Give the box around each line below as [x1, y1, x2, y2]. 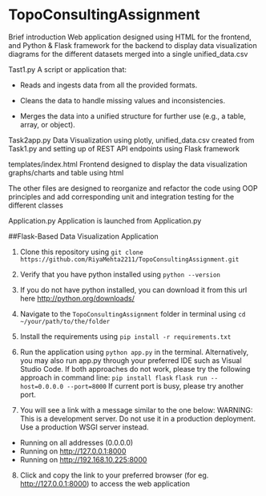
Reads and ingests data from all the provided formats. [19, 80, 198, 90]
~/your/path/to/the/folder [19, 317, 111, 325]
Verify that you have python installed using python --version [19, 269, 221, 279]
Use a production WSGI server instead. [19, 422, 150, 432]
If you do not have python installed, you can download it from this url [19, 284, 248, 294]
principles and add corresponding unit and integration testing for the [8, 192, 235, 201]
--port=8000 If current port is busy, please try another [66, 381, 244, 390]
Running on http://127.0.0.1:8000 [19, 446, 127, 456]
